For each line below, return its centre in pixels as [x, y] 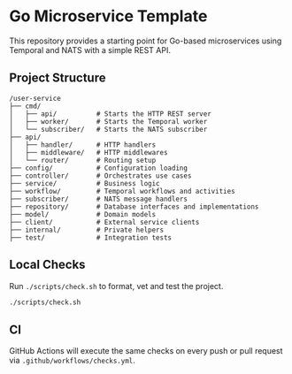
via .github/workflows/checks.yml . [72, 361]
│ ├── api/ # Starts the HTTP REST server [111, 114]
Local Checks [47, 265]
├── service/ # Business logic [85, 183]
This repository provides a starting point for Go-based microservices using [146, 41]
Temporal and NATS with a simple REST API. [90, 50]
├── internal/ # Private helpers [87, 230]
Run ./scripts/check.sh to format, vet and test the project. [116, 286]
